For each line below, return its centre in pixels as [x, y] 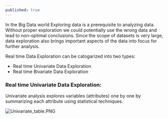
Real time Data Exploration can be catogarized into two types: [70, 56]
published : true [23, 10]
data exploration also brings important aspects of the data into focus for [81, 41]
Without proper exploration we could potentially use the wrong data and [81, 30]
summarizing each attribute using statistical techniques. [64, 101]
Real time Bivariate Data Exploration [50, 72]
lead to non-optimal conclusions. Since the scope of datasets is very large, [84, 35]
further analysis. [23, 46]
